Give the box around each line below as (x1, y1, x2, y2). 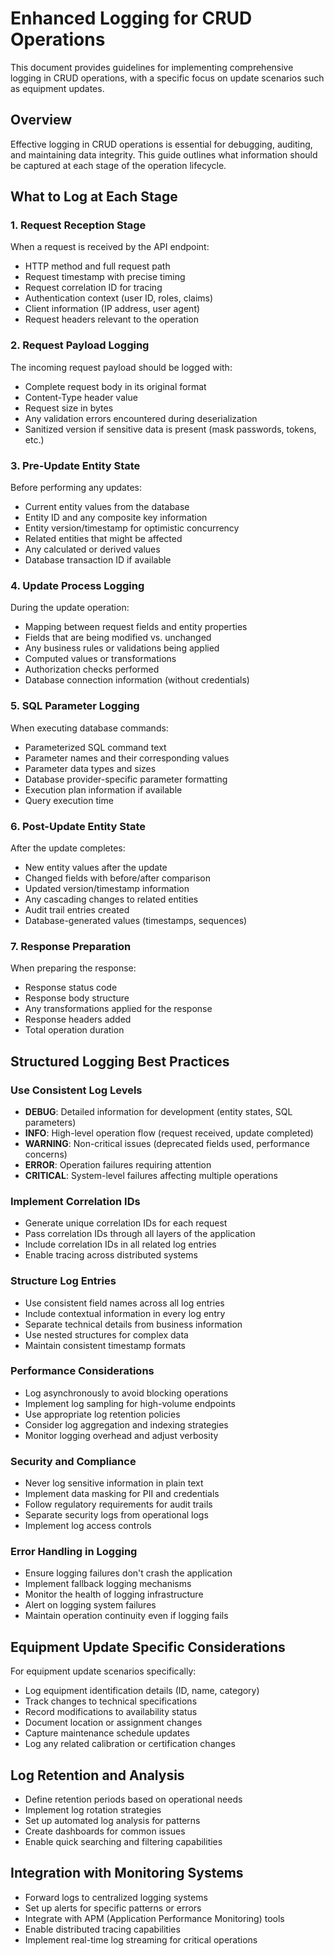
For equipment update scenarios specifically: (10, 1665, 197, 1677)
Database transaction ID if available (24, 554, 172, 566)
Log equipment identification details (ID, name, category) (24, 1685, 260, 1697)
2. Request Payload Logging (10, 338, 150, 352)
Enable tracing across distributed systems (24, 1249, 198, 1261)
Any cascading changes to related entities (24, 893, 199, 905)
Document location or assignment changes (24, 1717, 203, 1729)
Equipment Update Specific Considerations (10, 1638, 286, 1656)
